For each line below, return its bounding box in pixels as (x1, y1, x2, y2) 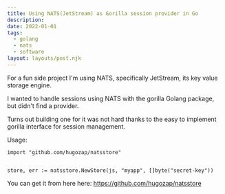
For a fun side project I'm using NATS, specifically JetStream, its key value (7, 74, 218, 82)
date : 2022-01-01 (7, 23, 57, 30)
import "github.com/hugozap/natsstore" (7, 149, 122, 155)
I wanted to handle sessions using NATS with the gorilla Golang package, (7, 94, 215, 103)
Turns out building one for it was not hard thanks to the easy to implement (7, 115, 217, 123)
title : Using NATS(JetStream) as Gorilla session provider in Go (7, 10, 198, 17)
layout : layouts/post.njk (7, 55, 81, 62)
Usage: (7, 136, 28, 144)
